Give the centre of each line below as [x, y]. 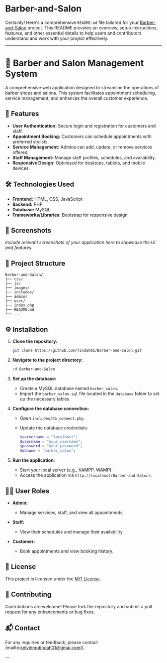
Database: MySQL [31, 209]
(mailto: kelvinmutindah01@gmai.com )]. [45, 648]
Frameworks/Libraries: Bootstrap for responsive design [70, 215]
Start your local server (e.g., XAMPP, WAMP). [66, 470]
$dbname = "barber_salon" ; [48, 451]
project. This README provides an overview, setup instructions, [92, 27]
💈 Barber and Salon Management [75, 63]
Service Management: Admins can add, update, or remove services [82, 147]
